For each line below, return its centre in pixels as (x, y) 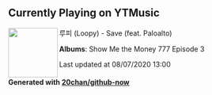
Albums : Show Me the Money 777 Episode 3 (132, 49)
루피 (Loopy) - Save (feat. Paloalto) (115, 33)
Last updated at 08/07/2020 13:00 (115, 64)
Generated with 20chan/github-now (69, 82)
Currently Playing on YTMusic (84, 13)
